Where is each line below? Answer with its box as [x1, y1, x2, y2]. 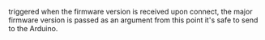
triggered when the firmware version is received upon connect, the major [8, 7, 253, 16]
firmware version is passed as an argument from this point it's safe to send [8, 15, 259, 25]
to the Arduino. [8, 24, 58, 33]
